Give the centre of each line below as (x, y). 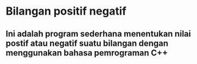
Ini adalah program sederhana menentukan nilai (99, 34)
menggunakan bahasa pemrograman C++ (87, 53)
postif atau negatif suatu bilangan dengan (87, 43)
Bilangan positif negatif (66, 11)
